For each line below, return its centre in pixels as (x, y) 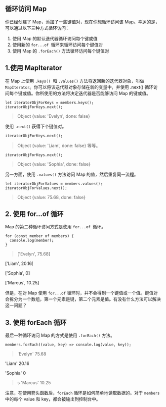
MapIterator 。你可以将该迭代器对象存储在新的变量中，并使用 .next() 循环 (79, 87)
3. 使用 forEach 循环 (36, 323)
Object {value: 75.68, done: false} (51, 197)
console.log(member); (32, 241)
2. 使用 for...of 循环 (34, 214)
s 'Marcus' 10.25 (34, 383)
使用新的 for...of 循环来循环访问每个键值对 (58, 45)
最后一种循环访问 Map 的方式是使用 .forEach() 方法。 (60, 335)
